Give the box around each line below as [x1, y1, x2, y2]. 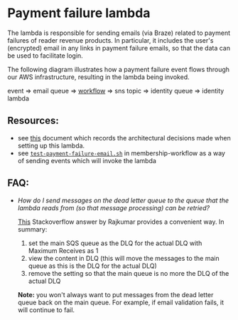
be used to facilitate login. [7, 51, 83, 60]
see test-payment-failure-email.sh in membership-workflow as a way [17, 148, 226, 158]
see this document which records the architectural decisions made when [17, 133, 231, 142]
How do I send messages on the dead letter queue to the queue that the [17, 196, 229, 205]
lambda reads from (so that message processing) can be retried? [17, 203, 210, 212]
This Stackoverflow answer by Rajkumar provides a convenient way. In [17, 217, 225, 226]
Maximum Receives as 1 [28, 246, 99, 254]
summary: [17, 224, 48, 233]
